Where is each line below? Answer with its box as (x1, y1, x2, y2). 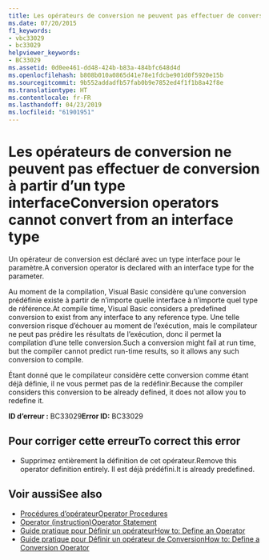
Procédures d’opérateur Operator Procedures (19, 509, 168, 518)
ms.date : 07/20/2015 (8, 19, 78, 27)
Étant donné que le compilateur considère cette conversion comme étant (8, 370, 249, 380)
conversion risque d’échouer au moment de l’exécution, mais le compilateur (8, 321, 258, 330)
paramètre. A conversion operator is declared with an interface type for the (8, 262, 255, 272)
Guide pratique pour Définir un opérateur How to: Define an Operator (19, 526, 246, 535)
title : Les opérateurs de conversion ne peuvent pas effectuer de (8, 11, 235, 20)
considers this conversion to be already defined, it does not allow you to (8, 387, 247, 397)
